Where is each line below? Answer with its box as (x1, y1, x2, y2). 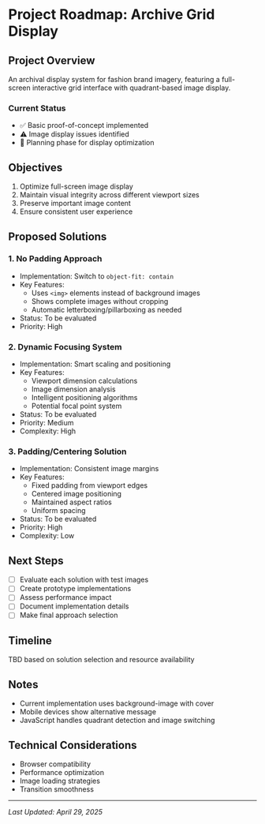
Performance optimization (19, 767, 105, 777)
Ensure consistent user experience (19, 207, 133, 216)
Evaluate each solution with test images (19, 575, 149, 585)
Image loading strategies (19, 776, 101, 785)
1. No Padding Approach (8, 253, 103, 264)
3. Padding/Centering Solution (8, 446, 128, 457)
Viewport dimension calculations (31, 376, 138, 386)
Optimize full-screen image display (19, 182, 134, 191)
